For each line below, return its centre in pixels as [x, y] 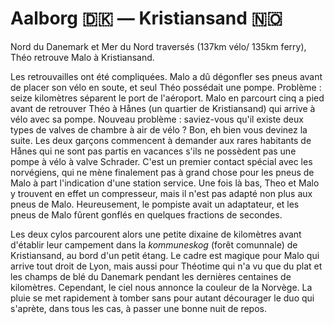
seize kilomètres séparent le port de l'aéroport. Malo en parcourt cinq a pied [167, 98]
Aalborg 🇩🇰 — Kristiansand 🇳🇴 [146, 18]
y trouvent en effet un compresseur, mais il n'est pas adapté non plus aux [161, 193]
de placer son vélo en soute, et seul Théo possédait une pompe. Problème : [166, 87]
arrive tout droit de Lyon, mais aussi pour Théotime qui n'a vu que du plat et [166, 266]
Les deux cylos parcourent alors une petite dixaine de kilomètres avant [156, 234]
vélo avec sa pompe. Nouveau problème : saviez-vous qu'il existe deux [157, 119]
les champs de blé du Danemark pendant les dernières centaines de [151, 276]
